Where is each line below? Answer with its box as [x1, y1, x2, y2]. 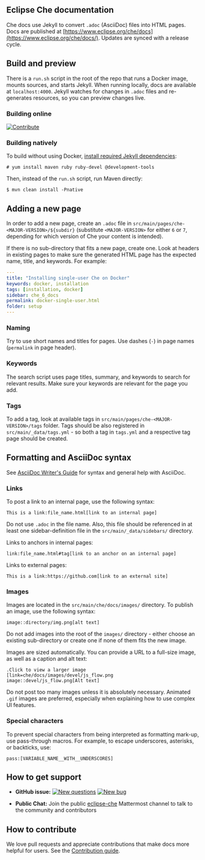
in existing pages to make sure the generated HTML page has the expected [6, 251, 196, 259]
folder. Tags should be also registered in [43, 421, 145, 429]
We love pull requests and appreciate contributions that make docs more [6, 840, 190, 848]
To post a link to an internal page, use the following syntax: [6, 498, 155, 505]
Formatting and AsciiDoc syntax [6, 453, 132, 463]
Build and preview [6, 58, 76, 69]
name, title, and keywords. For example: [6, 258, 107, 265]
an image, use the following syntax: [6, 608, 96, 615]
